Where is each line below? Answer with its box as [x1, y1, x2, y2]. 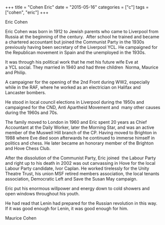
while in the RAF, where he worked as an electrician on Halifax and [5, 84, 141, 90]
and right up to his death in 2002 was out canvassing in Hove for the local [5, 160, 156, 166]
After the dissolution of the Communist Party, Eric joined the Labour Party [5, 155, 156, 161]
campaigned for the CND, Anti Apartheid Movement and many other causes [5, 105, 161, 110]
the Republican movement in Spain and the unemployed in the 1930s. [5, 49, 146, 55]
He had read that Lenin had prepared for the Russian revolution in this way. [5, 200, 158, 206]
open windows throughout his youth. [5, 191, 80, 196]
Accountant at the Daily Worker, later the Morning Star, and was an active [5, 124, 155, 130]
